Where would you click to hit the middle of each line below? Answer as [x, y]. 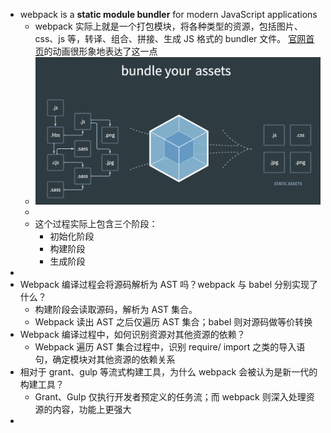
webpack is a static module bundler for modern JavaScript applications [168, 14]
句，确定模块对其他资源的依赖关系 [105, 359]
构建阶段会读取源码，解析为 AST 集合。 [116, 309]
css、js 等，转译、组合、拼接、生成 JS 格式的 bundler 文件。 [160, 38]
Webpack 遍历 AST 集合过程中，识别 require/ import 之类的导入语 [170, 346]
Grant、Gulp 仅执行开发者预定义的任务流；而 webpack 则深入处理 [170, 396]
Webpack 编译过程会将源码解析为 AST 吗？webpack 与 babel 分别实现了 [168, 284]
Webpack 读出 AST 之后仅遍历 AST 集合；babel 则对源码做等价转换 [173, 321]
